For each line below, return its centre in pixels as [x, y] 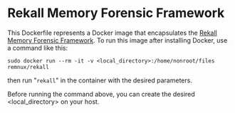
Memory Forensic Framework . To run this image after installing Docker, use [117, 40]
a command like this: [38, 48]
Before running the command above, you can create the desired [101, 94]
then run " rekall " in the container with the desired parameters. [100, 80]
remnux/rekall [28, 67]
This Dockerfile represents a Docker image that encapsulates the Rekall [112, 33]
